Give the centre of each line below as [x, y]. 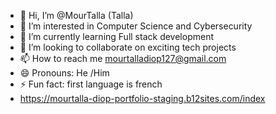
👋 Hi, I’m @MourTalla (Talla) [76, 15]
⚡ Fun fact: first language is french [91, 84]
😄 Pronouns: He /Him [64, 73]
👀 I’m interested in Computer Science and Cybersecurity [136, 26]
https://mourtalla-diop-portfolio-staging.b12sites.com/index [142, 98]
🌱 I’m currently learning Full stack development [116, 36]
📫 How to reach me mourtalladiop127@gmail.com [123, 58]
